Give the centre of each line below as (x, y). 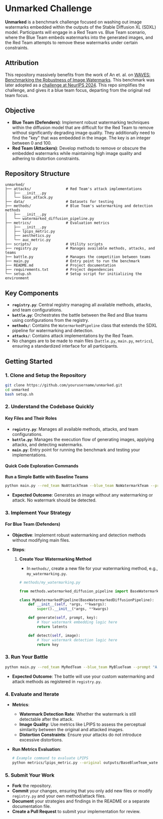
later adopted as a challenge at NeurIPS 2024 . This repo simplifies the (75, 85)
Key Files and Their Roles (31, 418)
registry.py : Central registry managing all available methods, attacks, (82, 305)
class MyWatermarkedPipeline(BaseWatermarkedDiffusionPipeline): (87, 600)
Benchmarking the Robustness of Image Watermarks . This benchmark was (80, 80)
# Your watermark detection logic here (77, 640)
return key (48, 644)
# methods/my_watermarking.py (50, 582)
